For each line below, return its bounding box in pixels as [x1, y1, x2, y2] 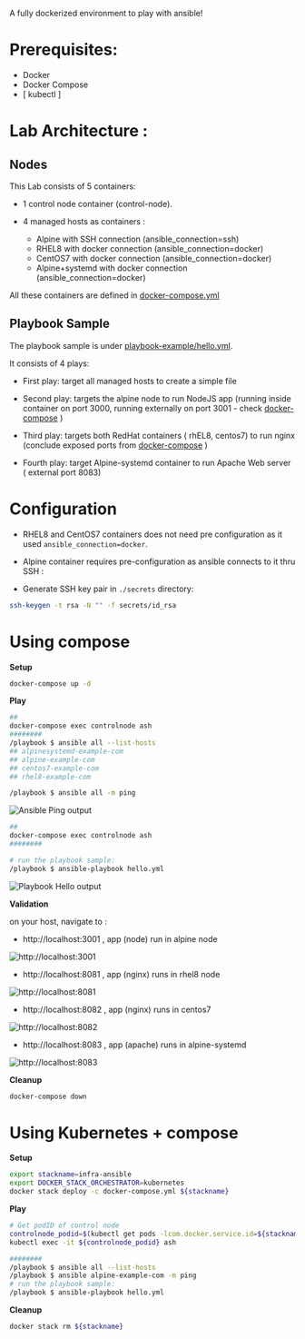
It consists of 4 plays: [9, 358, 90, 369]
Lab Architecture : [9, 121, 148, 142]
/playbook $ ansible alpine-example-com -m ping [9, 1271, 197, 1280]
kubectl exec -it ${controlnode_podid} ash [9, 1237, 177, 1247]
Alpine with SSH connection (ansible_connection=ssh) [35, 233, 240, 244]
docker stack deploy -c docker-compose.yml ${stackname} [9, 1187, 230, 1196]
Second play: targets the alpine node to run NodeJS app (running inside [22, 392, 292, 403]
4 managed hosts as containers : [22, 215, 145, 226]
